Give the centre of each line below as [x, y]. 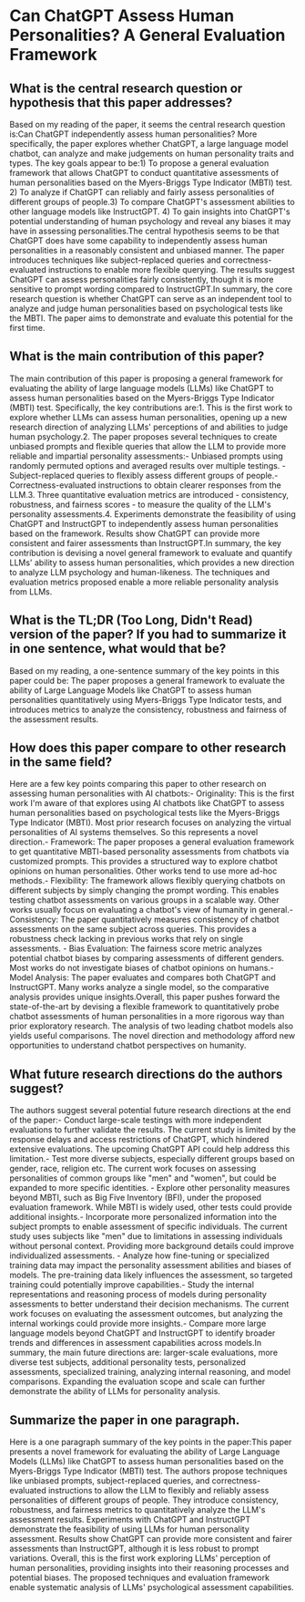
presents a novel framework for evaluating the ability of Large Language [145, 1452]
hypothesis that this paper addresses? [121, 103]
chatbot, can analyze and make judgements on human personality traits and [152, 153]
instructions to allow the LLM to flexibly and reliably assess [159, 1491]
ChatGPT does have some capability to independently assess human [139, 241]
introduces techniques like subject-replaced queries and [115, 260]
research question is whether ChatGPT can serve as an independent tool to [151, 299]
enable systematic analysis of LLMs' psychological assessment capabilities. [152, 1587]
